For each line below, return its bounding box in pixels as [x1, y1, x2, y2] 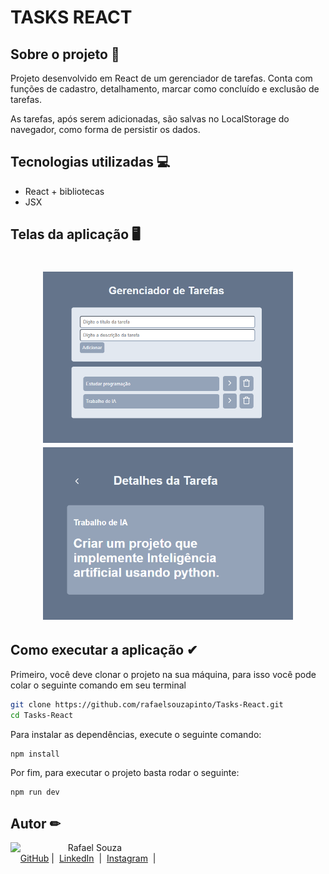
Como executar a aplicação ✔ [10, 642, 198, 659]
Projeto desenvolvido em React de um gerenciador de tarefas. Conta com [10, 72, 313, 84]
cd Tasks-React [10, 710, 74, 720]
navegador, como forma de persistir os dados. [10, 124, 201, 135]
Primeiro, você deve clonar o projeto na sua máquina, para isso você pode [10, 668, 317, 680]
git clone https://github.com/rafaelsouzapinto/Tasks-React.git [10, 699, 284, 710]
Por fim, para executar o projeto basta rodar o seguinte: [10, 767, 240, 779]
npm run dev [10, 787, 60, 798]
